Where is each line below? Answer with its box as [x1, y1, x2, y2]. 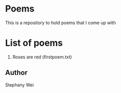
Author [5, 68, 27, 77]
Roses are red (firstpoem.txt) [12, 54, 72, 60]
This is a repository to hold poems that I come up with [5, 20, 116, 26]
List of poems [5, 37, 63, 49]
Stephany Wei [5, 81, 34, 88]
